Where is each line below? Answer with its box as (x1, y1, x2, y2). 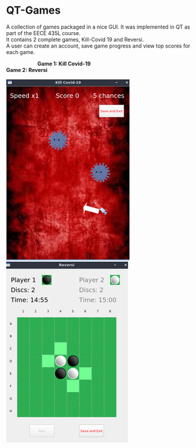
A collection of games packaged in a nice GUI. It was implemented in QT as (6, 23, 191, 30)
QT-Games (6, 4, 61, 17)
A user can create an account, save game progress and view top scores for (6, 42, 191, 49)
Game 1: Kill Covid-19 (37, 60, 91, 67)
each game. (6, 48, 36, 55)
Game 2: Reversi (6, 66, 48, 73)
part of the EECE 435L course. (6, 29, 81, 36)
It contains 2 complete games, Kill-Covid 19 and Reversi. (6, 36, 144, 43)
